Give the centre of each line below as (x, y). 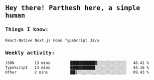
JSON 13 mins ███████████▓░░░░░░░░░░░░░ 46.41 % (77, 63)
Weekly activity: (30, 53)
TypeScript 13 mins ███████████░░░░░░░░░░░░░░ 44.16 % (77, 67)
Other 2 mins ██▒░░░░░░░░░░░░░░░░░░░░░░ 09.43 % (77, 72)
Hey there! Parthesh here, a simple (73, 8)
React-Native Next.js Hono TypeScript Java (52, 40)
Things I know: (27, 29)
